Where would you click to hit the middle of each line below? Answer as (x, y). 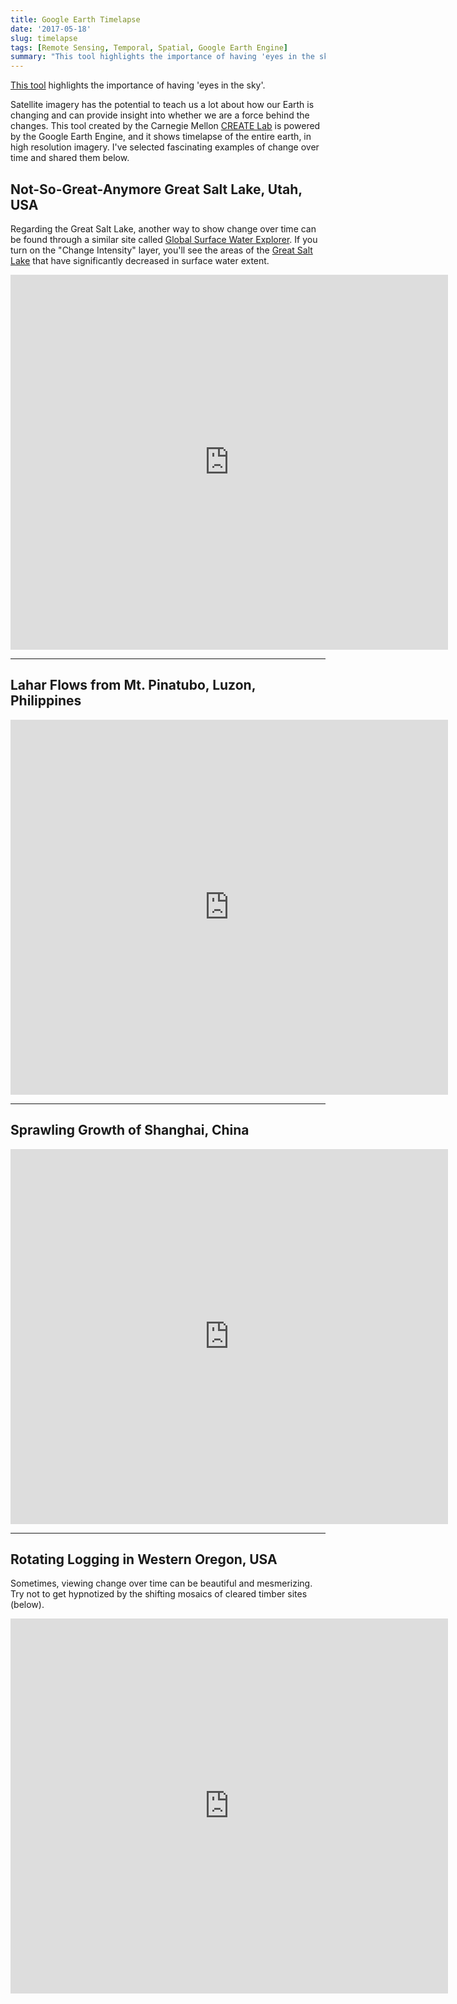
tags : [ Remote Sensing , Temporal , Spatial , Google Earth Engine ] (149, 47)
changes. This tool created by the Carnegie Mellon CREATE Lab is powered (165, 126)
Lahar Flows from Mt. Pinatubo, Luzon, (133, 685)
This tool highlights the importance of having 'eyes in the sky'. (138, 85)
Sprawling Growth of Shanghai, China (130, 1130)
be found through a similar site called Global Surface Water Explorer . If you (164, 239)
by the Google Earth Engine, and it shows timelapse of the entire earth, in (161, 137)
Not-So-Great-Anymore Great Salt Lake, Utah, (156, 189)
